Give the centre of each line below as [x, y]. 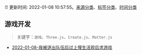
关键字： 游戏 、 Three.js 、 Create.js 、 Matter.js [64, 37]
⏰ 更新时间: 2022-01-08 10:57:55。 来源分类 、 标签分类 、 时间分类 [71, 7]
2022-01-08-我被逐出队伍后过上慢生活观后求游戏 [62, 47]
